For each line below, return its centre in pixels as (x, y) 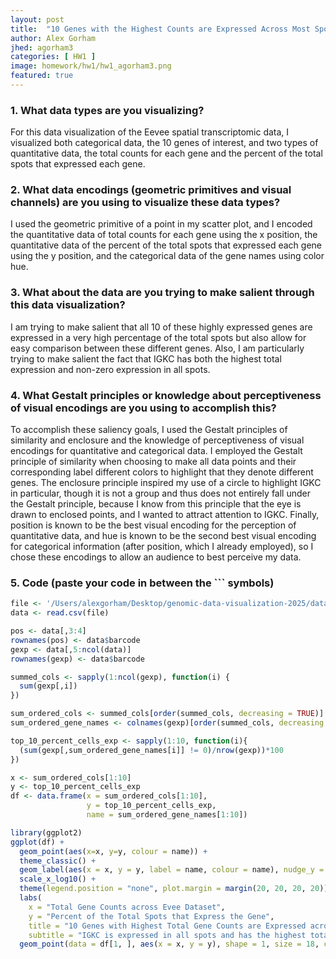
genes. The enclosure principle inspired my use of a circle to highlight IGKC (166, 483)
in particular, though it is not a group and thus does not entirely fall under (160, 493)
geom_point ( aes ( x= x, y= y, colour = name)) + (113, 851)
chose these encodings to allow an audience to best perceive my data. (156, 557)
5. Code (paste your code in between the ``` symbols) (142, 583)
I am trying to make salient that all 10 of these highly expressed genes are (161, 327)
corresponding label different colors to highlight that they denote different (162, 472)
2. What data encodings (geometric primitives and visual (151, 190)
